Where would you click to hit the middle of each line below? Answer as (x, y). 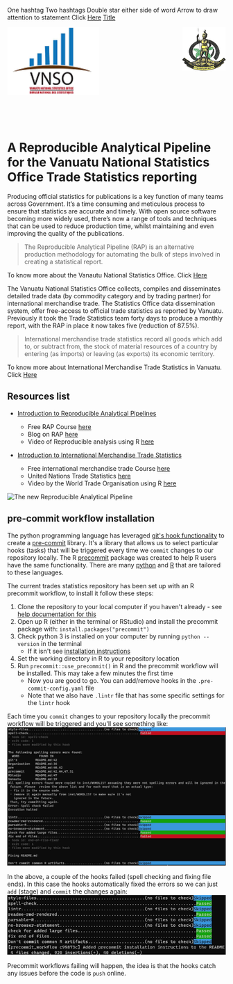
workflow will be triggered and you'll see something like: (88, 723)
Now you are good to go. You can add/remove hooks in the (112, 680)
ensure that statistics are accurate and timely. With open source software (112, 211)
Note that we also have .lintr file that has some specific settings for (126, 695)
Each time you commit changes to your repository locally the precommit (109, 716)
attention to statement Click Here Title (61, 17)
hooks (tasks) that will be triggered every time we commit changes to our (110, 550)
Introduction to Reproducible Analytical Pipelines (87, 413)
